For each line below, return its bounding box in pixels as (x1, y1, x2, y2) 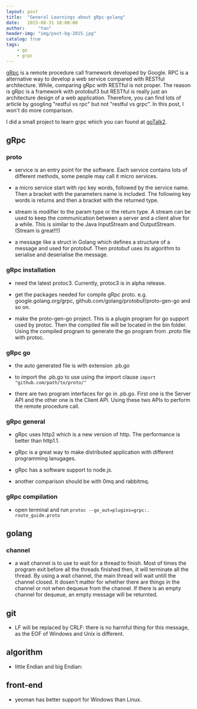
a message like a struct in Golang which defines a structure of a (14, 239, 170, 246)
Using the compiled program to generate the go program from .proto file (14, 327, 191, 334)
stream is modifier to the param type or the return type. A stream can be (14, 208, 191, 215)
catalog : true (6, 36, 41, 42)
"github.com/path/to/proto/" (14, 379, 87, 385)
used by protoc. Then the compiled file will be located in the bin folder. (14, 321, 188, 328)
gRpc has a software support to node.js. (14, 466, 113, 473)
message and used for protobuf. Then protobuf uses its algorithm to (14, 245, 180, 252)
